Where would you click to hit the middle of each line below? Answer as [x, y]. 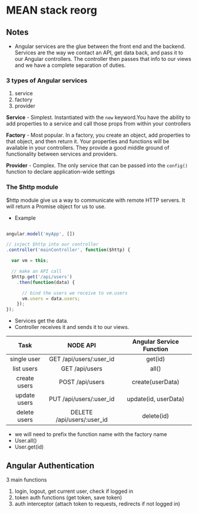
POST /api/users [82, 382]
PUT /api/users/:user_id [82, 399]
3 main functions [27, 480]
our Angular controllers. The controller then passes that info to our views [103, 59]
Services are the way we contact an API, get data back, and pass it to [99, 53]
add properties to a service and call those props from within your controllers [99, 124]
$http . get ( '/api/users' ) [42, 277]
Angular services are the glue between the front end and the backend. [100, 46]
